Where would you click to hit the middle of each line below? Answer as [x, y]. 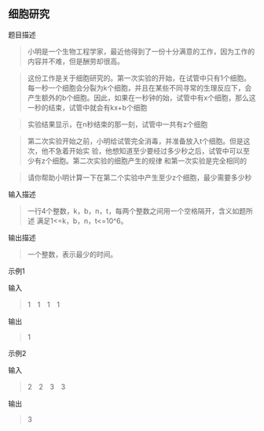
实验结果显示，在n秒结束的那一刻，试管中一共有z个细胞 [117, 124]
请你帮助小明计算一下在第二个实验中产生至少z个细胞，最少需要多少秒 [139, 177]
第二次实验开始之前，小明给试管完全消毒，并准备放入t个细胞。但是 [135, 141]
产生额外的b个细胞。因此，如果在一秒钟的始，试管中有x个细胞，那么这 [142, 98]
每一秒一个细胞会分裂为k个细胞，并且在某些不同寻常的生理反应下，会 [139, 87]
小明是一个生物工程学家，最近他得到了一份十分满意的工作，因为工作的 [141, 51]
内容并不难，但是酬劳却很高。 [75, 61]
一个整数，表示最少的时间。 [72, 254]
